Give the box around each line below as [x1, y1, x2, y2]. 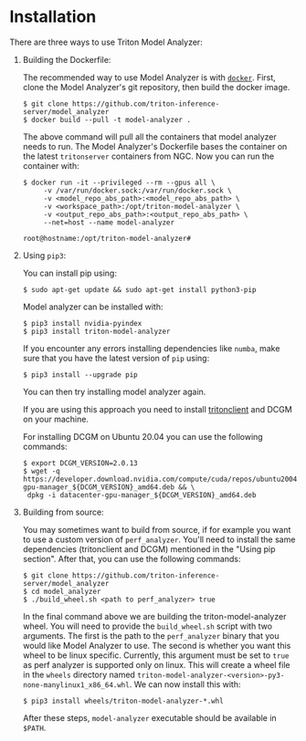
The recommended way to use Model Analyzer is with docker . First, [22, 71, 276, 83]
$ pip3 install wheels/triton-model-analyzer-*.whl [22, 696, 224, 705]
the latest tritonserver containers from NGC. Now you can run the [22, 151, 275, 162]
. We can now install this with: [129, 678, 241, 690]
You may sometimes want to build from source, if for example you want [22, 524, 291, 535]
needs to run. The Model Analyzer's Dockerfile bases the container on [22, 141, 288, 151]
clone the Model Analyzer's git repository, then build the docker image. [22, 81, 290, 92]
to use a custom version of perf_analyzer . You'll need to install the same [22, 534, 296, 545]
